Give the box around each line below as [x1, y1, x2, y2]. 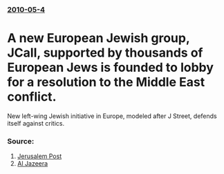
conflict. [7, 89, 57, 105]
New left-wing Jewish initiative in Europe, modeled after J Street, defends [7, 112, 217, 120]
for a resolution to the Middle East [7, 75, 205, 90]
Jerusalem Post [17, 152, 62, 160]
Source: [7, 136, 35, 146]
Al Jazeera [17, 159, 48, 168]
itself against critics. [7, 119, 64, 127]
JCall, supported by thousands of [7, 45, 203, 61]
